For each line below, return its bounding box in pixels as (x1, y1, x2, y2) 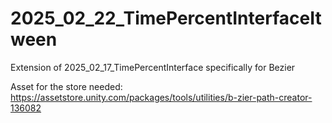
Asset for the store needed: (10, 80, 123, 92)
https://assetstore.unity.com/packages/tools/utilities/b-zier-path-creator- (10, 91, 313, 103)
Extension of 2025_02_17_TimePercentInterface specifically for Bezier (10, 61, 296, 73)
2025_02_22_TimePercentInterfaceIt (10, 7, 322, 30)
